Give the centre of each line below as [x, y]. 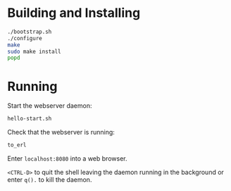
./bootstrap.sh [30, 32]
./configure [25, 38]
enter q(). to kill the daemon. [50, 180]
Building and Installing [74, 13]
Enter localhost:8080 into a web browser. [67, 159]
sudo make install [34, 51]
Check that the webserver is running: [61, 133]
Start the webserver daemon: [50, 106]
